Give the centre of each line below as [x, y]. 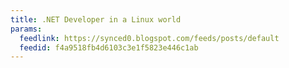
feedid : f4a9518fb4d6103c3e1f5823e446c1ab [109, 47]
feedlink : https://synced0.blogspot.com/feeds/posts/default [149, 38]
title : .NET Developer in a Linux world [96, 19]
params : [26, 29]
